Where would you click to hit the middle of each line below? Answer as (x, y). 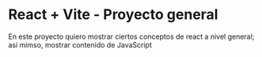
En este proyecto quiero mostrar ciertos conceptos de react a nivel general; (131, 36)
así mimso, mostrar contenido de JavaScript (80, 44)
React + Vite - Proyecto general (113, 15)
